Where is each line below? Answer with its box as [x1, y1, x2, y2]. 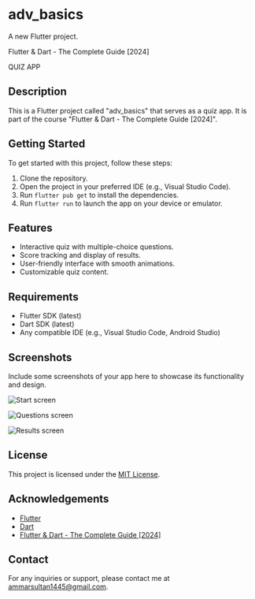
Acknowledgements [8, 493, 109, 506]
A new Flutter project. [8, 32, 79, 41]
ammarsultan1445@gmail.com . [8, 582, 109, 592]
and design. [8, 380, 47, 389]
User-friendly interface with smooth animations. [19, 259, 176, 269]
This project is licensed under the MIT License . [8, 469, 161, 478]
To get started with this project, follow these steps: [8, 158, 173, 167]
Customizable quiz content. [19, 267, 109, 277]
